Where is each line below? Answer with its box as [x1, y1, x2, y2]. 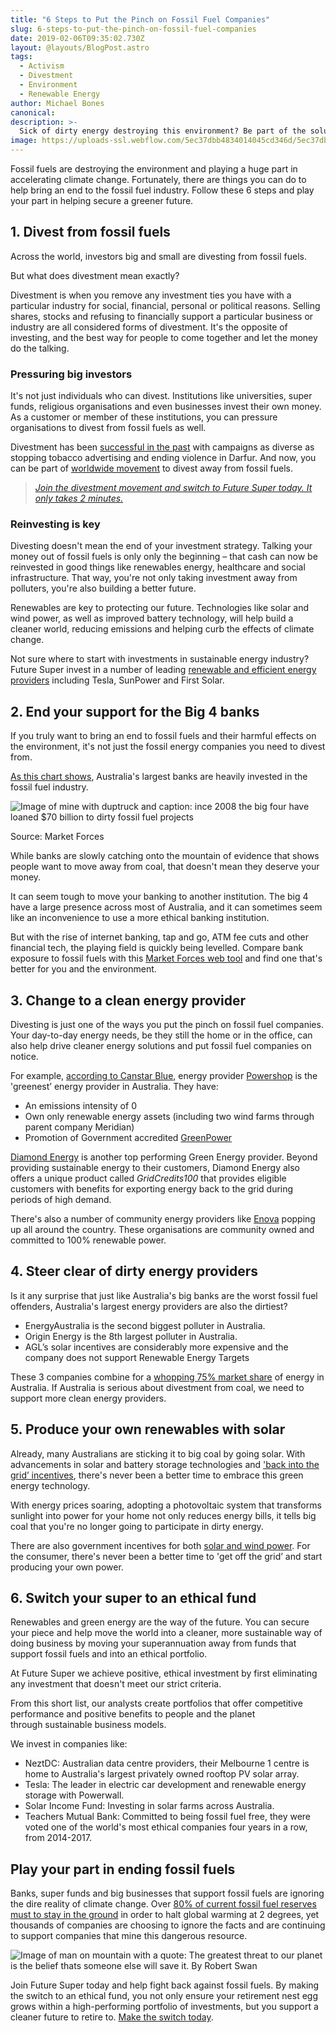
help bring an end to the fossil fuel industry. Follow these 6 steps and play [10, 184, 315, 196]
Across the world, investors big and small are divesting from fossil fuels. [10, 250, 307, 262]
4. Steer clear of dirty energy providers [10, 1263, 259, 1280]
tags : [10, 52, 33, 62]
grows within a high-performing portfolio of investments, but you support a [10, 2001, 319, 2013]
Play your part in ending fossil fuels [10, 1861, 236, 1878]
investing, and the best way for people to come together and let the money [10, 331, 318, 343]
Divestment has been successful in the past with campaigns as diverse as [10, 441, 315, 453]
